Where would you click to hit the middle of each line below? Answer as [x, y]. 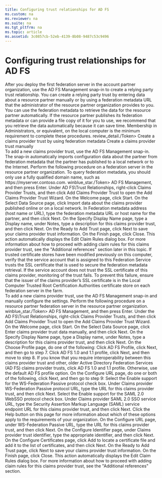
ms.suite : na [18, 23]
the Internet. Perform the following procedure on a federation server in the [79, 167]
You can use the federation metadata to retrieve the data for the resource [78, 110]
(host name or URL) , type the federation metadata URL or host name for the [80, 213]
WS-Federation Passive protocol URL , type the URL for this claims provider [80, 388]
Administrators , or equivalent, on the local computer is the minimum [73, 131]
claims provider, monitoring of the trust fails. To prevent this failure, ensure [79, 275]
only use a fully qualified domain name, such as [52, 177]
